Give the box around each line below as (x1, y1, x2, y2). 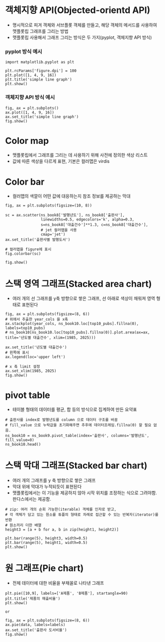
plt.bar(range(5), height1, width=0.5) (5, 540, 88, 545)
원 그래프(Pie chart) (5, 563, 84, 574)
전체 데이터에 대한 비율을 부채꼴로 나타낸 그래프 (12, 580, 104, 586)
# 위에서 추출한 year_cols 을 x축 (5, 317, 69, 322)
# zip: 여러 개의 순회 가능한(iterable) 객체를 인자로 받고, (5, 507, 117, 512)
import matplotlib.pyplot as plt (5, 60, 75, 65)
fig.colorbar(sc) (5, 251, 41, 256)
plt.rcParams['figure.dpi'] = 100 (5, 68, 77, 74)
